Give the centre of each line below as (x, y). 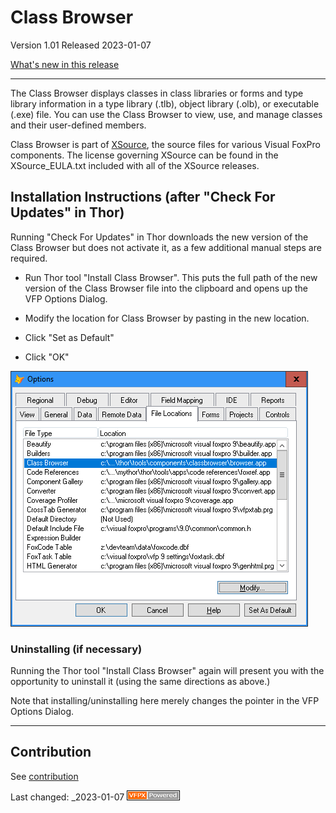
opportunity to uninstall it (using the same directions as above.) (140, 682)
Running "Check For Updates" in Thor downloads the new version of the (159, 237)
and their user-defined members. (78, 125)
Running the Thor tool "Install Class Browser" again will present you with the (167, 671)
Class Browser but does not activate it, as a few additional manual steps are (166, 247)
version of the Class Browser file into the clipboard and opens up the (166, 288)
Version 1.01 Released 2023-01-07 (81, 45)
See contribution (44, 776)
